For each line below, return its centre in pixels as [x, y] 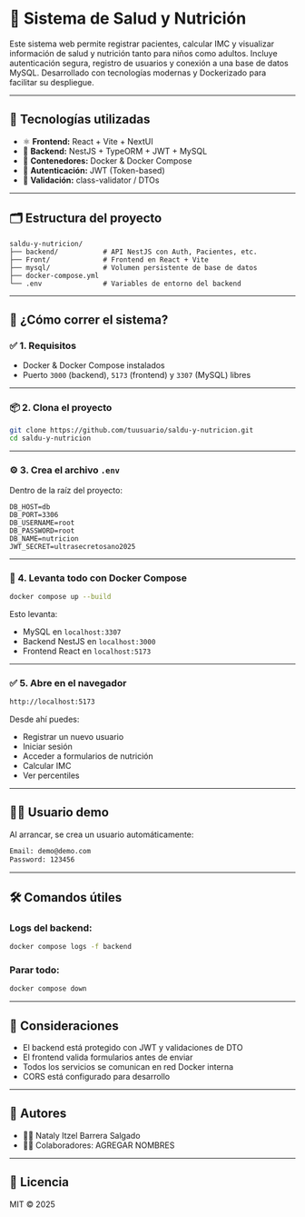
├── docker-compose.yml [54, 275]
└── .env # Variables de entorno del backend [126, 284]
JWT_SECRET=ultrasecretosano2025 [73, 546]
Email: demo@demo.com [50, 851]
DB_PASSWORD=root [42, 531]
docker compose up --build [60, 596]
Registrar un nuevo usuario [73, 736]
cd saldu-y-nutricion [50, 439]
